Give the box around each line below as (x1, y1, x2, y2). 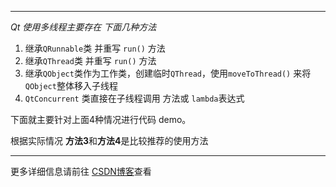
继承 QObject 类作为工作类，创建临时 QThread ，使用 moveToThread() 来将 (24, 67, 312, 79)
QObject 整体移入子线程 (24, 80, 118, 91)
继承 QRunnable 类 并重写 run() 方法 (24, 42, 166, 54)
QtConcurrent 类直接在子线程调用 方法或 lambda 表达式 (24, 92, 245, 104)
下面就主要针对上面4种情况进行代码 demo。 (10, 114, 192, 125)
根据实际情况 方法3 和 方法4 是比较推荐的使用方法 (10, 135, 209, 146)
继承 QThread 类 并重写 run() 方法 (24, 55, 157, 66)
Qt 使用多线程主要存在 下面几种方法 (10, 21, 157, 33)
